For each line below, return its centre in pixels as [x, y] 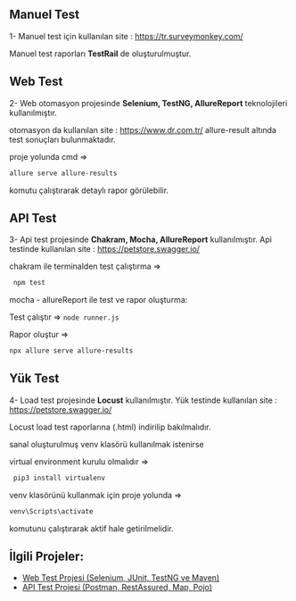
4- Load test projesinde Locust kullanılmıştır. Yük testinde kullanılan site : [144, 400]
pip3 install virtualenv [59, 478]
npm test [29, 283]
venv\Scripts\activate [51, 511]
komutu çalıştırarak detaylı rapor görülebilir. [89, 190]
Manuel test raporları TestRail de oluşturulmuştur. [100, 54]
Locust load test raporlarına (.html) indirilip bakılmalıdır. [110, 427]
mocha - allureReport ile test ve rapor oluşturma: [99, 300]
